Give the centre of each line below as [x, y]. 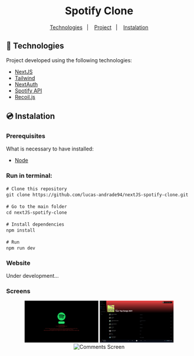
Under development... [32, 276]
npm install [21, 230]
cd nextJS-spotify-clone [37, 212]
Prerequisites [26, 136]
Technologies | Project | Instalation [99, 27]
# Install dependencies [35, 224]
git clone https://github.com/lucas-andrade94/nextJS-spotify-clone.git [97, 195]
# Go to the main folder [37, 206]
